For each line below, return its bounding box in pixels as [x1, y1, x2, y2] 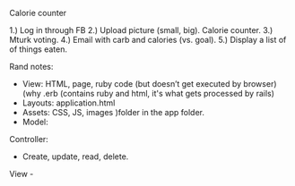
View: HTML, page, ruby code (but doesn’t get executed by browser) [22, 79, 277, 89]
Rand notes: [9, 62, 54, 72]
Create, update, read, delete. [22, 151, 129, 162]
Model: [22, 116, 48, 127]
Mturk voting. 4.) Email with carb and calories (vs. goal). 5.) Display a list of [9, 35, 287, 45]
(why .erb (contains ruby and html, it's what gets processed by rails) [22, 89, 275, 98]
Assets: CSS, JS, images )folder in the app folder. [22, 107, 204, 117]
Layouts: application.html [22, 97, 116, 108]
